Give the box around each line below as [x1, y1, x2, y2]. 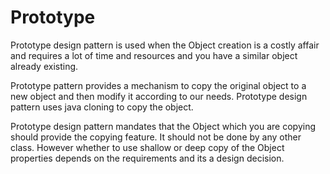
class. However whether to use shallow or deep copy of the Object [10, 141, 285, 153]
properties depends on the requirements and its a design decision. [10, 152, 285, 164]
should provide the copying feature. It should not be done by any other [10, 131, 302, 143]
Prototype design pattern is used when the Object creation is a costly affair [10, 39, 320, 51]
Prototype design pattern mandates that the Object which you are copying [10, 120, 317, 132]
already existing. [10, 60, 79, 72]
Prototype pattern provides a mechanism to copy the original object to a [10, 79, 307, 91]
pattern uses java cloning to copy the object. [10, 101, 194, 113]
